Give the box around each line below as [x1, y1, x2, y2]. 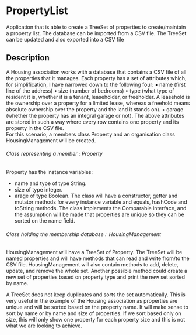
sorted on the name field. [14, 217, 75, 224]
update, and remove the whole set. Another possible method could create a [6, 268, 188, 275]
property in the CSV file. [6, 124, 64, 131]
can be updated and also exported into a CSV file [6, 36, 124, 43]
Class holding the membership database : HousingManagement [6, 230, 162, 238]
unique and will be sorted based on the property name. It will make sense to [6, 303, 188, 311]
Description [6, 53, 50, 63]
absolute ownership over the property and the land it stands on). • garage [6, 105, 184, 112]
